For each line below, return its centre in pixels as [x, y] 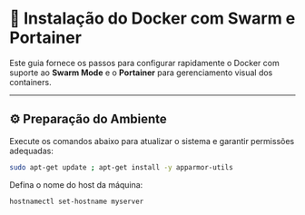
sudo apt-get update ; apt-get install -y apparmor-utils [121, 167]
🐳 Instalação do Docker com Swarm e [152, 19]
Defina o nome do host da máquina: [76, 184]
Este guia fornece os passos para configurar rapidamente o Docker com [144, 63]
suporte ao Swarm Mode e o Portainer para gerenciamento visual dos [141, 73]
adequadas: [32, 151]
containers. [30, 82]
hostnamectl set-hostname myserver [77, 201]
